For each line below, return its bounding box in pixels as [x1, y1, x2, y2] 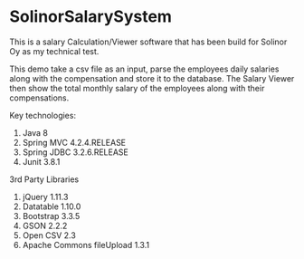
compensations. [9, 92, 70, 103]
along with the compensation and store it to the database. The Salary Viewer [9, 72, 295, 83]
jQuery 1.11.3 [22, 191, 69, 202]
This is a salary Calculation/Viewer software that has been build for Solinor [9, 36, 288, 47]
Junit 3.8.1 [22, 156, 61, 167]
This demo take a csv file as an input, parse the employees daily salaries [9, 63, 280, 74]
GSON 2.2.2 [22, 220, 68, 231]
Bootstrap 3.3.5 [22, 210, 81, 221]
